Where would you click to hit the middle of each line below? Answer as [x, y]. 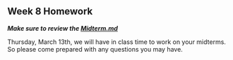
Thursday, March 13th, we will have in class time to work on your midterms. [116, 42]
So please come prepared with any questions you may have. [95, 49]
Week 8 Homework [50, 12]
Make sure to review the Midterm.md [62, 28]
